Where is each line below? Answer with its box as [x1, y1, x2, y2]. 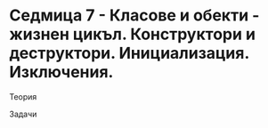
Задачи [9, 108, 37, 119]
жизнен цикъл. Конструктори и [9, 24, 256, 44]
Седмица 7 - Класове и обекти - [9, 5, 260, 26]
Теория [9, 91, 37, 102]
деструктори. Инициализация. [9, 44, 249, 63]
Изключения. [9, 62, 114, 83]
